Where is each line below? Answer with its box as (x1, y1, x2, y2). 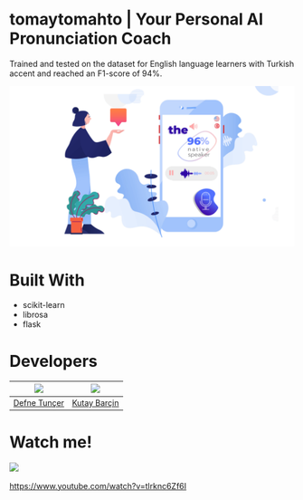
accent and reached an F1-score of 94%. (9, 68, 163, 79)
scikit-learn (22, 300, 65, 311)
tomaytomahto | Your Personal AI (9, 9, 264, 30)
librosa (22, 309, 48, 321)
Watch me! (9, 431, 92, 452)
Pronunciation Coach (9, 28, 172, 49)
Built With (9, 270, 85, 290)
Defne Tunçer (13, 398, 65, 409)
